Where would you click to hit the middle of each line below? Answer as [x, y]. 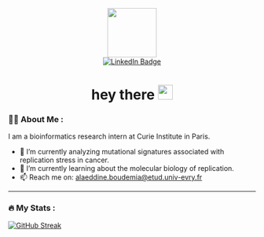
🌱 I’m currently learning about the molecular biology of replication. [126, 168]
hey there [123, 95]
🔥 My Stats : [32, 208]
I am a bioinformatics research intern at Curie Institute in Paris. [109, 136]
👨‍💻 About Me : [36, 120]
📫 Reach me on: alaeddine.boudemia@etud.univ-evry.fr [111, 177]
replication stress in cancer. [64, 160]
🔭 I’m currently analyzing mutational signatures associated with [122, 152]
